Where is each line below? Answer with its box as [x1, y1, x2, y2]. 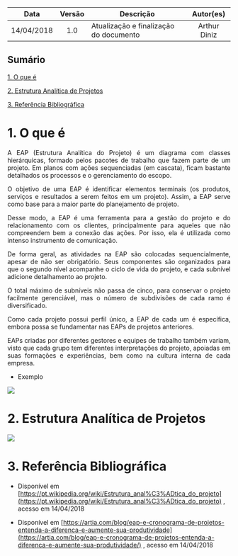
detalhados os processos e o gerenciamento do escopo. [7, 171, 172, 179]
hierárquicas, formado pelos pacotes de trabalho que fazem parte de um [7, 156, 231, 164]
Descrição [119, 9, 155, 18]
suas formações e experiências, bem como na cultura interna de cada [7, 351, 231, 360]
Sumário [7, 54, 46, 66]
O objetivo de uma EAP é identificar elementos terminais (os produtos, [7, 184, 231, 193]
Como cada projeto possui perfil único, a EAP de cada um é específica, [7, 314, 231, 323]
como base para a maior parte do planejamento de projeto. [7, 200, 179, 208]
